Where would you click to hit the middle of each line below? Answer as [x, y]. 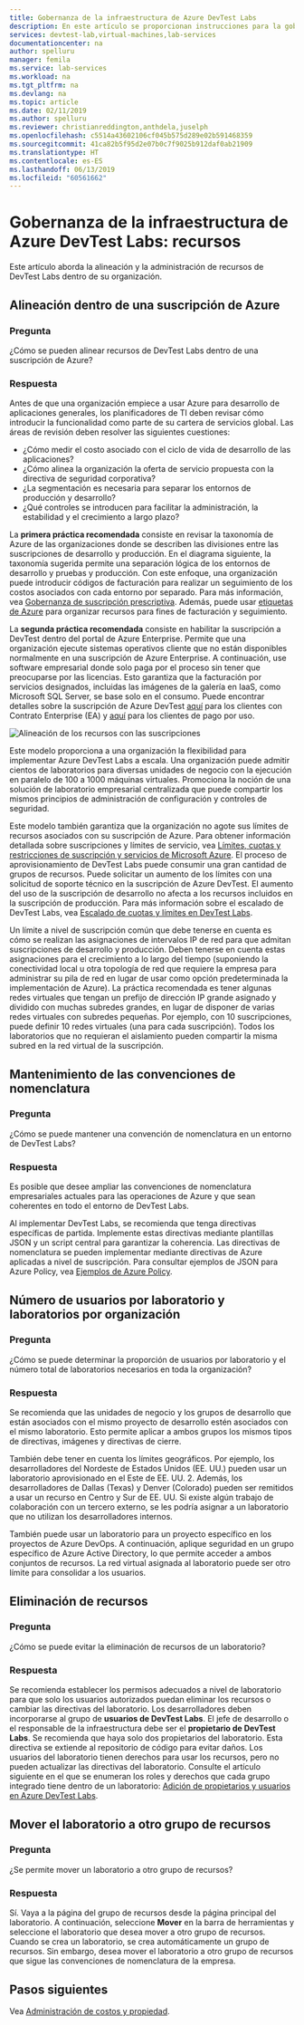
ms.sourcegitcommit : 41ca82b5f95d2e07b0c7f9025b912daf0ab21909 [131, 144]
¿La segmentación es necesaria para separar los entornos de [137, 488]
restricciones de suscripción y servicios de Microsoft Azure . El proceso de [148, 855]
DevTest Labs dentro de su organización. [86, 276]
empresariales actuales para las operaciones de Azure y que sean [133, 1196]
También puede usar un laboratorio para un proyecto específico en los [141, 1534]
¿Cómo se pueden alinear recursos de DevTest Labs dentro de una [134, 350]
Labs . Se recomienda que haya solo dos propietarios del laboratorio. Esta [146, 1738]
